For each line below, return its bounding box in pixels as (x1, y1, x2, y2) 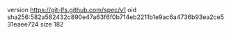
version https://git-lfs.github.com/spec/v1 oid (7, 6, 137, 14)
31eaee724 (7, 20, 40, 28)
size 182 (40, 20, 64, 28)
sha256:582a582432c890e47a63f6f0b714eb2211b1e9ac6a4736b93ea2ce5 (7, 13, 225, 21)
